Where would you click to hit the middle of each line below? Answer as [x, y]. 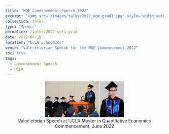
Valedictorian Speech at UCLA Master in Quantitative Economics [84, 120]
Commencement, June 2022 [84, 126]
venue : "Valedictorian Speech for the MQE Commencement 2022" [72, 48]
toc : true [16, 53]
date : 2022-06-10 [23, 37]
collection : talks [24, 21]
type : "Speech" [21, 27]
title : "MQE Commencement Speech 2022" [47, 11]
